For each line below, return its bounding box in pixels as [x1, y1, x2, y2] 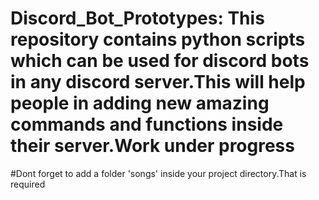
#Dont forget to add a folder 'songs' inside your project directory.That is [10, 167, 307, 179]
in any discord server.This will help [10, 71, 306, 94]
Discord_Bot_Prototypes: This [10, 7, 265, 30]
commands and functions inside [10, 113, 284, 136]
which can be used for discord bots [10, 50, 310, 72]
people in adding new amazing [10, 92, 270, 115]
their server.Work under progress [10, 135, 295, 157]
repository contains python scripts [10, 28, 306, 51]
